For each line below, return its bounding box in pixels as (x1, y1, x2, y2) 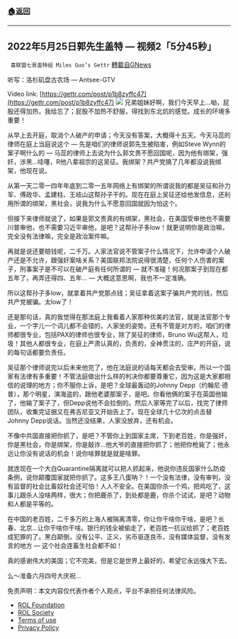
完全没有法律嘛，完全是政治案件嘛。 (7, 232, 113, 240)
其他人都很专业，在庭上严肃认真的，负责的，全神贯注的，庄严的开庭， (19, 339, 225, 348)
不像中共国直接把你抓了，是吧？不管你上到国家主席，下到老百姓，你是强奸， (7, 431, 231, 440)
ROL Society (17, 609, 55, 617)
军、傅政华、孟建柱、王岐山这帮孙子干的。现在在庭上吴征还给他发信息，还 (7, 190, 225, 199)
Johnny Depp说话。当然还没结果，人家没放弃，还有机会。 (7, 416, 177, 425)
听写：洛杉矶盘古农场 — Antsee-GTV (7, 76, 115, 84)
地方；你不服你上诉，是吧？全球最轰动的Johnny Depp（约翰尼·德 (38, 381, 229, 389)
